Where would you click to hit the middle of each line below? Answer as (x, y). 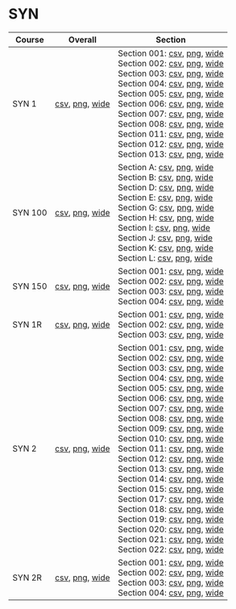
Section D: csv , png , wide (166, 187)
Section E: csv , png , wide (166, 197)
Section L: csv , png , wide (166, 257)
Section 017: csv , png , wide (171, 498)
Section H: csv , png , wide (166, 217)
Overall (82, 40)
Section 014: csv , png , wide (171, 478)
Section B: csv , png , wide (166, 177)
